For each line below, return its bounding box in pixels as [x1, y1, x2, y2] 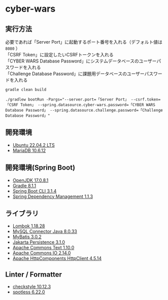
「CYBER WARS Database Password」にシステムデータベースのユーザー [5, 58, 157, 64]
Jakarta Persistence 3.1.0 [12, 239, 65, 245]
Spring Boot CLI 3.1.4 [12, 188, 57, 194]
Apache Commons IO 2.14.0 [12, 250, 71, 256]
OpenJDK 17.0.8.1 [12, 177, 49, 183]
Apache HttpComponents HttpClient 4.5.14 [12, 255, 102, 261]
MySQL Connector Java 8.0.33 [12, 228, 77, 235]
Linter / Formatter [5, 270, 62, 279]
